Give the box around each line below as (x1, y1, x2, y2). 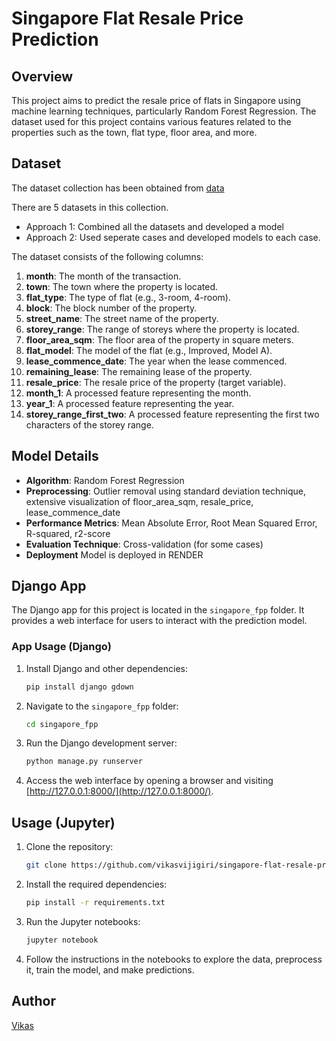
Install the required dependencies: (25, 878, 168, 891)
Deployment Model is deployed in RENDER (25, 548, 204, 561)
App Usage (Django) (11, 640, 112, 654)
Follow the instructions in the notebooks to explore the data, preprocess (25, 953, 323, 965)
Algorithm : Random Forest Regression (25, 474, 185, 486)
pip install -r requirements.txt (25, 898, 166, 908)
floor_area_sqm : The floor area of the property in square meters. (25, 333, 294, 346)
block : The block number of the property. (25, 302, 198, 314)
